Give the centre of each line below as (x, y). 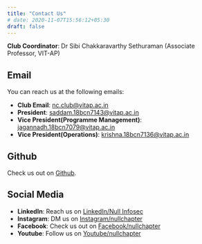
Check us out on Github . (42, 173)
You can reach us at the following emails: (66, 92)
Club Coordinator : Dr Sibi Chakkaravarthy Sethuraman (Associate (101, 46)
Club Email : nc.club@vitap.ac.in (63, 105)
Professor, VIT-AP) (34, 53)
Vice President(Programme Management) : (80, 120)
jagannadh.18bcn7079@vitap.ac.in (66, 127)
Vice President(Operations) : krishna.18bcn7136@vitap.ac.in (103, 135)
